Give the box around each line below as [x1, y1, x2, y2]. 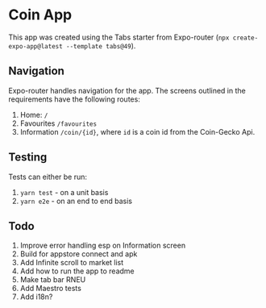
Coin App [8, 6, 73, 24]
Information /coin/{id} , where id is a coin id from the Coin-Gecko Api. [19, 127, 256, 136]
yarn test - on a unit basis [19, 187, 109, 197]
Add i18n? [19, 292, 53, 302]
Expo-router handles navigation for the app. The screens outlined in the [8, 85, 246, 95]
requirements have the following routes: [8, 94, 141, 104]
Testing [8, 151, 48, 164]
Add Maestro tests [19, 284, 82, 293]
